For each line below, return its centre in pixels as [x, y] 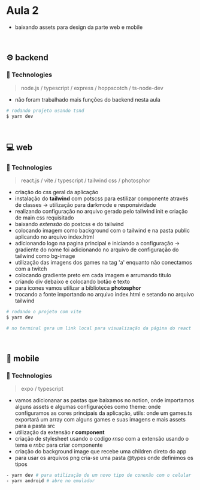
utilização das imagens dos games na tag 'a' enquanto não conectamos [104, 263]
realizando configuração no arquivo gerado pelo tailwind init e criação [101, 212]
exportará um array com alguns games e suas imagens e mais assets [100, 420]
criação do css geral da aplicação [57, 192]
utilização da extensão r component [60, 432]
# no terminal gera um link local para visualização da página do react [99, 328]
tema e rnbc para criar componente [59, 445]
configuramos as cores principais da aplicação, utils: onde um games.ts [104, 413]
